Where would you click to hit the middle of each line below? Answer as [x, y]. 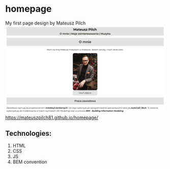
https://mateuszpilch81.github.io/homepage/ [52, 117]
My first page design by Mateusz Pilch [46, 23]
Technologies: [29, 133]
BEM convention [30, 162]
